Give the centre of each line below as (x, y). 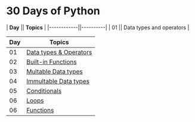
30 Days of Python (53, 11)
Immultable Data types (58, 81)
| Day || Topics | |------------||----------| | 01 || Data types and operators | (98, 27)
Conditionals (44, 90)
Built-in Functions (52, 62)
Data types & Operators (59, 52)
